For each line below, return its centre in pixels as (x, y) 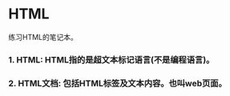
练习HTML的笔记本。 (43, 37)
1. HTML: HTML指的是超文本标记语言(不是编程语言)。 (111, 59)
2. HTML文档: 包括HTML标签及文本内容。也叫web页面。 (117, 83)
